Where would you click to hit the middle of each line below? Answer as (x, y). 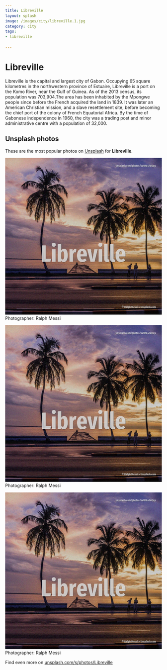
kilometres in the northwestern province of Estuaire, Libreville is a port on (80, 86)
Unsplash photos (32, 139)
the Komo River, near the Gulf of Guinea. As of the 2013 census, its (73, 92)
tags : (11, 32)
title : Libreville (24, 10)
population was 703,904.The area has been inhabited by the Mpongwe (78, 96)
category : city (21, 26)
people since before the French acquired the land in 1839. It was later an (79, 102)
